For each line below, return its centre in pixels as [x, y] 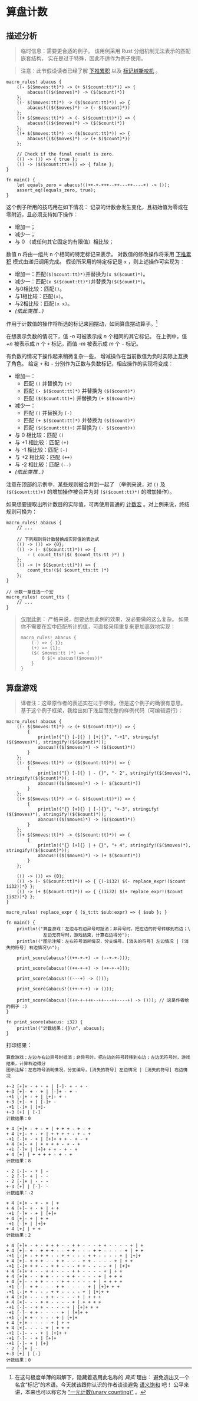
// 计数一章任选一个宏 [30, 592]
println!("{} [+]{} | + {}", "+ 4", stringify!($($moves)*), [114, 845]
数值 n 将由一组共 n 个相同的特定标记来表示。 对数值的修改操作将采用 [90, 254]
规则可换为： [22, 511]
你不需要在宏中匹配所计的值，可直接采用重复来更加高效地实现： [98, 626]
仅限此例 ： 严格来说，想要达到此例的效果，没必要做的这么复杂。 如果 [105, 619]
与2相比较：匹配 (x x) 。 [44, 303]
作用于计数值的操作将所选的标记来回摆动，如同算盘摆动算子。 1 [82, 323]
